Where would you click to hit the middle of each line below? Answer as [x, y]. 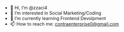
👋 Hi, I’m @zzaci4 [29, 8]
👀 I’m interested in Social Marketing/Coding [56, 13]
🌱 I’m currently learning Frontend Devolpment [58, 18]
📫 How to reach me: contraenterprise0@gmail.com [64, 24]
